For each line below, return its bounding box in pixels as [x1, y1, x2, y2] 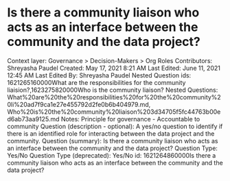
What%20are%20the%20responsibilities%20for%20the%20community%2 [7, 93, 221, 101]
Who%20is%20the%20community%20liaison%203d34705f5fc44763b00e [7, 108, 221, 116]
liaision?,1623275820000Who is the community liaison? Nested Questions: [7, 86, 218, 94]
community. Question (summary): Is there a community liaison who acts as [7, 136, 218, 145]
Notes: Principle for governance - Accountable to [60, 114, 200, 123]
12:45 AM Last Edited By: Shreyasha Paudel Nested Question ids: [7, 71, 192, 80]
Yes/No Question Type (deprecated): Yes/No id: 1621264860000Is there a [7, 151, 216, 159]
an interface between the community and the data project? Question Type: [7, 144, 218, 152]
